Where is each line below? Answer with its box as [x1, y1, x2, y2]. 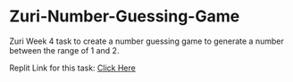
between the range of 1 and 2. [9, 45, 120, 55]
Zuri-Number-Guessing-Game [9, 6, 240, 27]
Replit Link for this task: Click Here [9, 62, 136, 73]
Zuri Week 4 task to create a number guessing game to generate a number [9, 36, 284, 46]
